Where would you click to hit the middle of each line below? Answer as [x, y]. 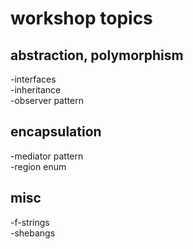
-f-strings [30, 222]
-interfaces [33, 79]
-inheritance [36, 90]
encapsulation [56, 132]
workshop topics [81, 18]
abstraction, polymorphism [97, 55]
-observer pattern [47, 100]
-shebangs [33, 233]
